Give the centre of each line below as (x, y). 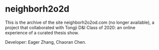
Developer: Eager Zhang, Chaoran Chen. (46, 42)
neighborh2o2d (37, 9)
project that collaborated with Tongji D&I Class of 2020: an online (70, 27)
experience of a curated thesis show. (42, 33)
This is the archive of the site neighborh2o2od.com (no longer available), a (80, 22)
